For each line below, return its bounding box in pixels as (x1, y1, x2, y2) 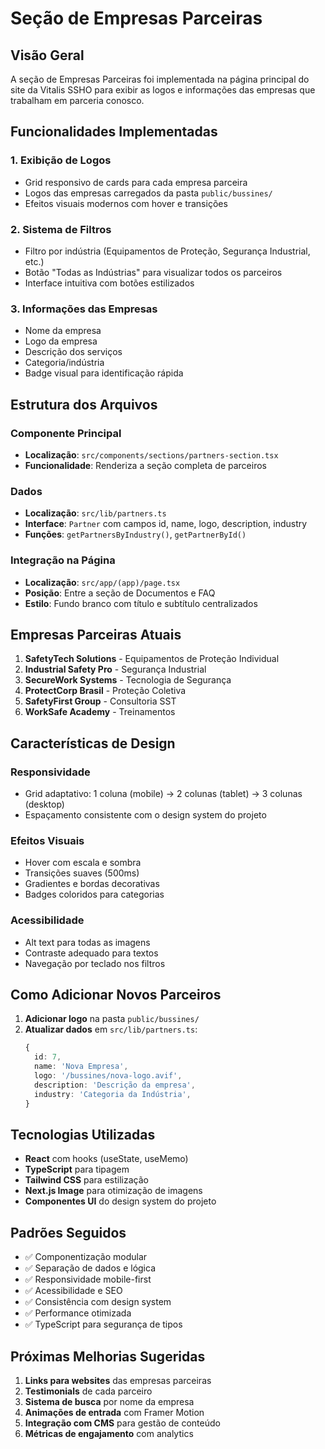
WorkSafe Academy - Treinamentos (24, 706, 176, 718)
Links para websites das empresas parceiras (24, 1375, 212, 1387)
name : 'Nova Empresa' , (34, 1062, 129, 1072)
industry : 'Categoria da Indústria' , (34, 1089, 192, 1099)
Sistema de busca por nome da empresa (24, 1396, 195, 1408)
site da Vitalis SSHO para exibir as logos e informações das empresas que (10, 84, 316, 96)
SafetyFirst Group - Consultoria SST (24, 695, 177, 707)
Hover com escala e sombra (24, 857, 142, 869)
